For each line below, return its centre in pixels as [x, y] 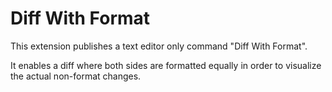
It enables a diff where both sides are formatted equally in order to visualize [166, 65]
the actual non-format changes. [76, 76]
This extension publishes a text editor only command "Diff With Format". [159, 46]
